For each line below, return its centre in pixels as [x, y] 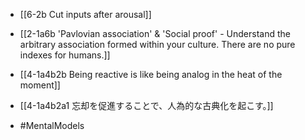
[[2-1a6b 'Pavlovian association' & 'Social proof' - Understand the [155, 33]
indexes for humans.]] [65, 55]
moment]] [40, 85]
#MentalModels [52, 125]
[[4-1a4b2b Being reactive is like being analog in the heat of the [151, 74]
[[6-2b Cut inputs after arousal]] [85, 14]
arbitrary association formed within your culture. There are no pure [157, 44]
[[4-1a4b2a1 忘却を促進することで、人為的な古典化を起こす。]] [146, 105]
